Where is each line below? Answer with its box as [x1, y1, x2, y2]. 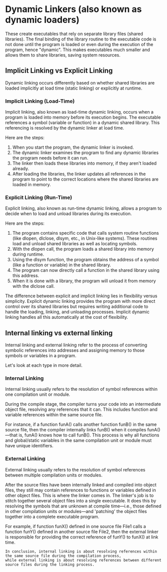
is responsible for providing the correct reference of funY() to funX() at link [5, 534, 159, 540]
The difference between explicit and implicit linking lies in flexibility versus [5, 293, 158, 299]
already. [12, 166, 29, 172]
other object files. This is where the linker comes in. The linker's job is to [5, 492, 154, 498]
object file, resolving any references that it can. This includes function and [5, 406, 158, 412]
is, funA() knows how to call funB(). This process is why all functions [18, 432, 160, 438]
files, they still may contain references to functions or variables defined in [5, 487, 156, 493]
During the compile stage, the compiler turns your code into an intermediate [5, 401, 161, 407]
